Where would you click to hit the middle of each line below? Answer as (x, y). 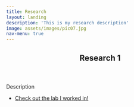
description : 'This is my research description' (68, 23)
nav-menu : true (25, 34)
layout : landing (26, 17)
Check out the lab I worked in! (52, 98)
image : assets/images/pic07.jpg (46, 28)
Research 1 (100, 58)
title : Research (26, 12)
